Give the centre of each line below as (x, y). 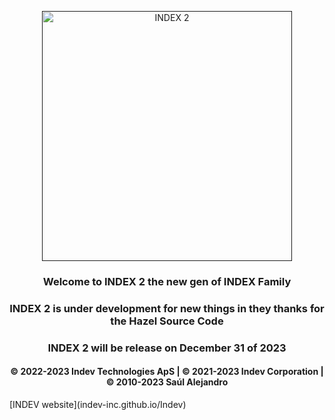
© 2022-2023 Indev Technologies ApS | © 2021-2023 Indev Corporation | (167, 372)
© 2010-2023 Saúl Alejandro (167, 382)
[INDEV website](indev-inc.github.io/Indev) (98, 404)
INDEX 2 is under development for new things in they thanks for (167, 308)
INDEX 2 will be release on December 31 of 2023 (167, 348)
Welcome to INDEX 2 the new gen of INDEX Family (167, 281)
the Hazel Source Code (167, 321)
